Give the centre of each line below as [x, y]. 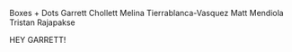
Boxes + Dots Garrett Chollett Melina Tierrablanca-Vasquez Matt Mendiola [147, 13]
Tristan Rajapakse [43, 22]
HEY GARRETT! [38, 40]
